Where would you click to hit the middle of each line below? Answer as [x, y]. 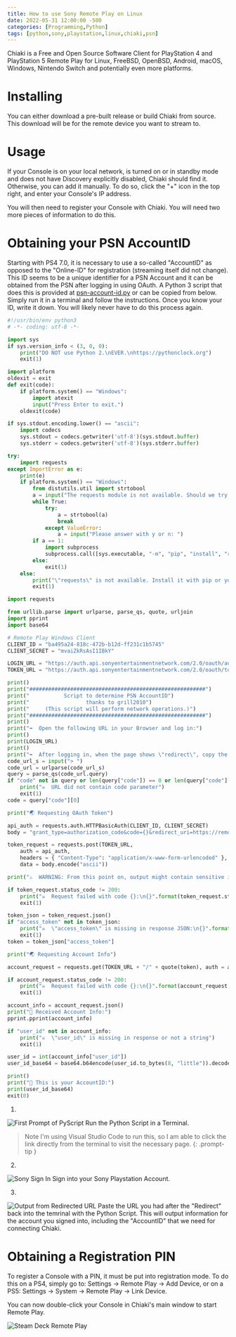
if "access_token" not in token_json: [64, 922]
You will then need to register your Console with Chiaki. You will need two [114, 207]
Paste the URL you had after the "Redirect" [160, 1206]
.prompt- [212, 1144]
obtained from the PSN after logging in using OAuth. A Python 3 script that [115, 285]
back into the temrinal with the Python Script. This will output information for [118, 1213]
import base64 [28, 625]
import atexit [53, 398]
